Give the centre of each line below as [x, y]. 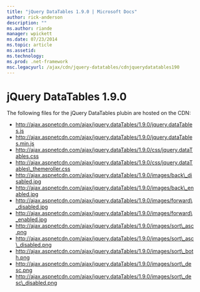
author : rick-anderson [35, 17]
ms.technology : [26, 56]
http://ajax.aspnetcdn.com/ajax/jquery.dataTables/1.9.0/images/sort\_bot [104, 251]
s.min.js [25, 144]
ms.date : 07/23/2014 [32, 39]
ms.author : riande [29, 28]
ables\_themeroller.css [43, 169]
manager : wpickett [29, 34]
